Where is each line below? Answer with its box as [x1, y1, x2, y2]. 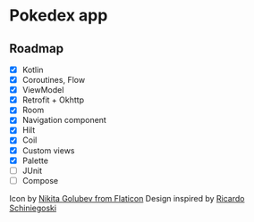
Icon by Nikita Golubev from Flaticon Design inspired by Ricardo [9, 193, 245, 203]
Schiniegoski [9, 202, 56, 213]
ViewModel [21, 85, 64, 95]
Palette [21, 155, 49, 166]
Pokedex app [9, 5, 108, 26]
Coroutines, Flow [21, 75, 86, 86]
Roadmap [9, 41, 64, 56]
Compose [21, 175, 59, 185]
